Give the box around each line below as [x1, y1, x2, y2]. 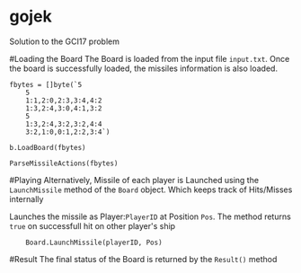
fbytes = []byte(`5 [9, 80, 83, 89]
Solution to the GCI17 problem [9, 36, 120, 47]
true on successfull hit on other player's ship [9, 220, 176, 231]
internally [9, 193, 44, 204]
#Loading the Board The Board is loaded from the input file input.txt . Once [9, 53, 290, 64]
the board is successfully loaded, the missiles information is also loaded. [9, 63, 279, 74]
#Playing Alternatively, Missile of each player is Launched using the [9, 174, 259, 185]
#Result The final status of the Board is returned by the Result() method [9, 253, 278, 264]
